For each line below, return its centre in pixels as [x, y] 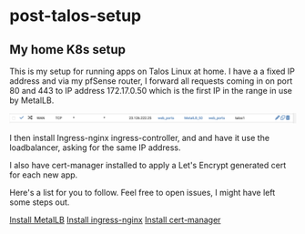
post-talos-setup [76, 16]
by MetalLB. [32, 100]
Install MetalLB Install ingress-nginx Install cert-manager [115, 219]
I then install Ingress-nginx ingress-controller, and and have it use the [140, 137]
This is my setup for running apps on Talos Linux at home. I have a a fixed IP [152, 71]
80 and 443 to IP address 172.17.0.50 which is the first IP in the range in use [151, 91]
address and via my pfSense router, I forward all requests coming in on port [151, 81]
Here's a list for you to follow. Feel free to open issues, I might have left [142, 192]
